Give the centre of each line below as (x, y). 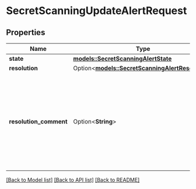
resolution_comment (38, 121)
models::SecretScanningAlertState (123, 59)
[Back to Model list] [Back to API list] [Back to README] (73, 180)
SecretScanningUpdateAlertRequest (97, 11)
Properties (26, 32)
